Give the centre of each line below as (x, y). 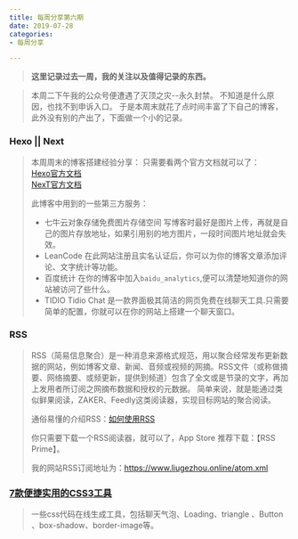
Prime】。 (48, 449)
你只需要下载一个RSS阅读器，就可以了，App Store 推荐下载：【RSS (153, 437)
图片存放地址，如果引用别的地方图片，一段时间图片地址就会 (169, 233)
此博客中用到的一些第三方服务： (89, 203)
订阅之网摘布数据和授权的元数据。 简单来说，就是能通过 (173, 388)
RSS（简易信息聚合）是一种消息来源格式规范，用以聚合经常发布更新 (155, 355)
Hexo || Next (37, 142)
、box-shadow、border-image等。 (95, 526)
